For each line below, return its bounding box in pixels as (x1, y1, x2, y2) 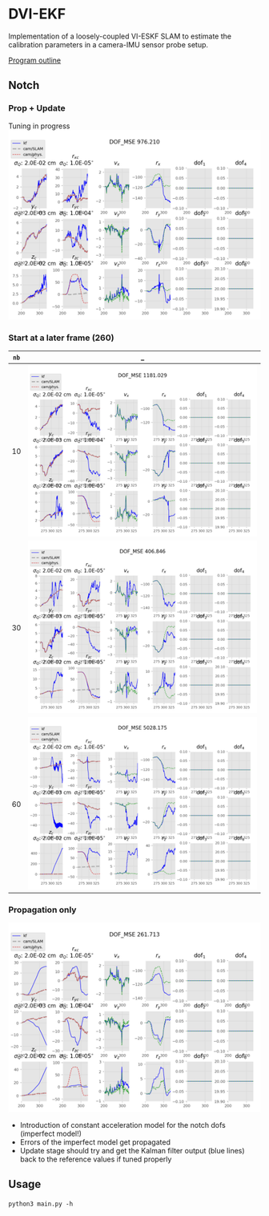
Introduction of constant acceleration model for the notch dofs (19, 1121, 227, 1130)
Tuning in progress (8, 121, 70, 131)
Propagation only (8, 904, 77, 915)
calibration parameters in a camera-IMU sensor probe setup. (8, 39, 209, 49)
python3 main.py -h (8, 1200, 74, 1208)
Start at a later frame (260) (8, 332, 114, 343)
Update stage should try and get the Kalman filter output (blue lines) (19, 1146, 246, 1156)
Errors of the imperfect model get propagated (19, 1137, 171, 1147)
